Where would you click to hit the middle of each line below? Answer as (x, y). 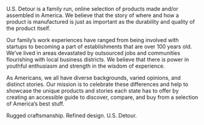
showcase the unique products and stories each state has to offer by (93, 91)
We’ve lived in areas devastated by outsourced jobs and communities (93, 53)
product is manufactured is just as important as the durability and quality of (100, 22)
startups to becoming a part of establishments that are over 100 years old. (99, 46)
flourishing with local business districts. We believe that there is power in (98, 59)
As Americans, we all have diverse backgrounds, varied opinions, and (93, 78)
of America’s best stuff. (35, 104)
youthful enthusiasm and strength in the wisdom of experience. (86, 66)
